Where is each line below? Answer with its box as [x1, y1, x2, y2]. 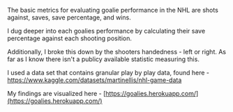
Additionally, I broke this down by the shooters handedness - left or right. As [7, 48, 227, 56]
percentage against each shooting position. [7, 34, 133, 42]
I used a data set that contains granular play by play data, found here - [7, 69, 210, 77]
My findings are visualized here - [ [7, 90, 106, 97]
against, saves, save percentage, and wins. [7, 13, 131, 22]
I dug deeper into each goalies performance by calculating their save [7, 27, 206, 35]
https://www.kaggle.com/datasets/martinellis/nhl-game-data [7, 76, 182, 84]
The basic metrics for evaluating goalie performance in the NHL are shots [7, 6, 218, 14]
